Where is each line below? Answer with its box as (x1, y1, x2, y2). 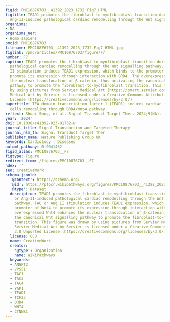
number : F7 (5, 54, 28, 60)
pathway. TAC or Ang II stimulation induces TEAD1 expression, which (14, 201, 164, 206)
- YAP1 (10, 285, 24, 291)
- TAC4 (10, 281, 24, 286)
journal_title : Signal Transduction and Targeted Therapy (5, 125, 130, 130)
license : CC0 (10, 234, 37, 239)
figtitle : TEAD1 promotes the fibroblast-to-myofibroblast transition (5, 12, 157, 17)
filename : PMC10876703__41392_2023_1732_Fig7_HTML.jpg (5, 45, 123, 50)
